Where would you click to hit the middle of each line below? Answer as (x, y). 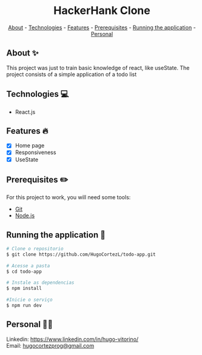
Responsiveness (35, 152)
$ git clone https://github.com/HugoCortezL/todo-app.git (81, 255)
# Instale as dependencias (40, 283)
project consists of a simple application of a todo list (72, 74)
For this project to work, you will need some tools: (69, 197)
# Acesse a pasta (28, 265)
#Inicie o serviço (29, 300)
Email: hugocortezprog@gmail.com (50, 345)
